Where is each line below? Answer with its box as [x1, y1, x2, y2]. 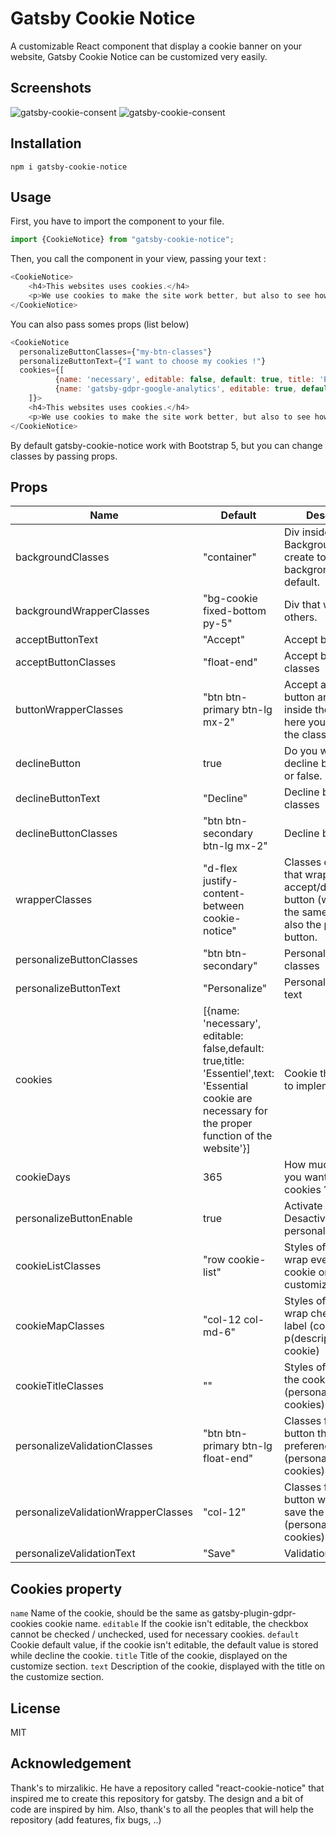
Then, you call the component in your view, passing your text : [10, 253, 267, 265]
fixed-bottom [202, 604, 267, 618]
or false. [284, 769, 323, 783]
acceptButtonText [15, 633, 99, 647]
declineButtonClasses [15, 827, 118, 841]
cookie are [202, 1092, 253, 1106]
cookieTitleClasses [15, 1379, 104, 1393]
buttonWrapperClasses [15, 703, 124, 717]
